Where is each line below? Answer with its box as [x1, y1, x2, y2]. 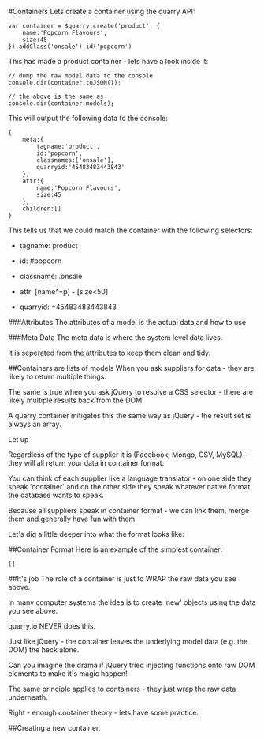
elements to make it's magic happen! [8, 669, 128, 678]
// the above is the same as [8, 92, 104, 100]
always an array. [8, 419, 61, 429]
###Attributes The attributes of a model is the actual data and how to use [8, 318, 247, 327]
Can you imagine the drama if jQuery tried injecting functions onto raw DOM [8, 660, 255, 670]
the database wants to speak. [8, 490, 104, 500]
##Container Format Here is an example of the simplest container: [8, 545, 223, 554]
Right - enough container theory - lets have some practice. [8, 708, 199, 717]
